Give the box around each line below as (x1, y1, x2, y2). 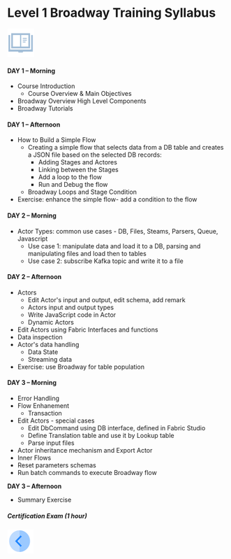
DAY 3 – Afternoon (7, 481, 62, 490)
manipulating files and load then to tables (27, 249, 147, 257)
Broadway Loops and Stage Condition (27, 187, 137, 197)
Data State (27, 348, 59, 356)
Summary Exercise (17, 495, 72, 504)
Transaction (27, 409, 63, 417)
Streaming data (27, 355, 72, 363)
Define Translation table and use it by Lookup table (27, 431, 174, 439)
